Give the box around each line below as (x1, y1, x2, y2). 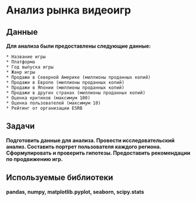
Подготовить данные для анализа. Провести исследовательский (6, 136, 175, 144)
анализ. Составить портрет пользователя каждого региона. (6, 143, 161, 150)
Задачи (6, 121, 35, 131)
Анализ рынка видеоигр (6, 4, 131, 17)
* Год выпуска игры (6, 64, 54, 70)
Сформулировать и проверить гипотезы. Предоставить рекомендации (6, 149, 191, 156)
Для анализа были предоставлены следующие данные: (6, 42, 151, 49)
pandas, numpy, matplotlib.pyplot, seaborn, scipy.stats (6, 188, 144, 195)
